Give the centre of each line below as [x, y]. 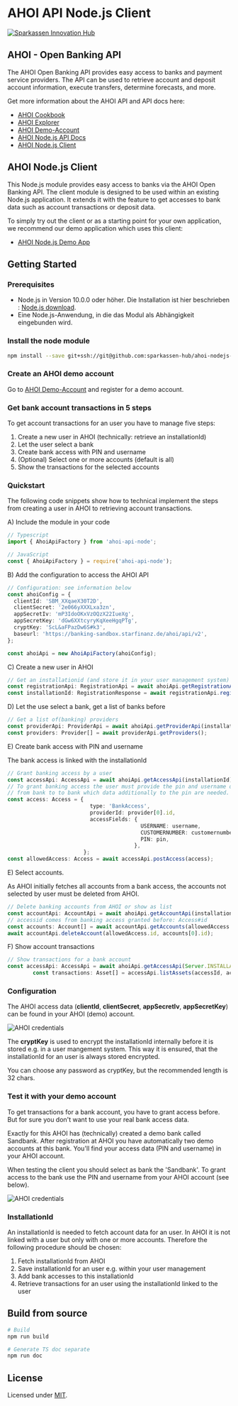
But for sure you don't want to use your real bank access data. [98, 1119]
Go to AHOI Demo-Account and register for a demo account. [96, 389]
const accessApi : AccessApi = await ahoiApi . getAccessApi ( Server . [107, 967]
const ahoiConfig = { [39, 594]
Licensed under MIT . [38, 1395]
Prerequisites [31, 284]
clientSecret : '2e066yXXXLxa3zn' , [64, 608]
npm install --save [36, 356]
